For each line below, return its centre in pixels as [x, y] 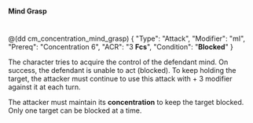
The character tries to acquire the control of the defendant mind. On [118, 62]
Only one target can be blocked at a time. [75, 110]
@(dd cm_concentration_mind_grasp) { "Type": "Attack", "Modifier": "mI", [127, 38]
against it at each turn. [44, 87]
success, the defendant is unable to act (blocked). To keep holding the [123, 70]
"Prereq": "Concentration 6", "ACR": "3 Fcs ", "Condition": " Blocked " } [121, 46]
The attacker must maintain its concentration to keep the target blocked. [126, 102]
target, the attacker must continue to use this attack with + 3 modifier [120, 78]
